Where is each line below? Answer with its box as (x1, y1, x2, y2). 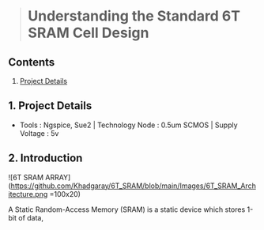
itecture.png (8, 189, 48, 198)
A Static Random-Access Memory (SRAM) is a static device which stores (8, 205, 246, 214)
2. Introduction (8, 152, 83, 165)
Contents (8, 55, 55, 69)
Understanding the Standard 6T (27, 7, 241, 25)
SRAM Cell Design (27, 24, 149, 42)
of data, (18, 213, 43, 222)
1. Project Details (8, 99, 92, 113)
